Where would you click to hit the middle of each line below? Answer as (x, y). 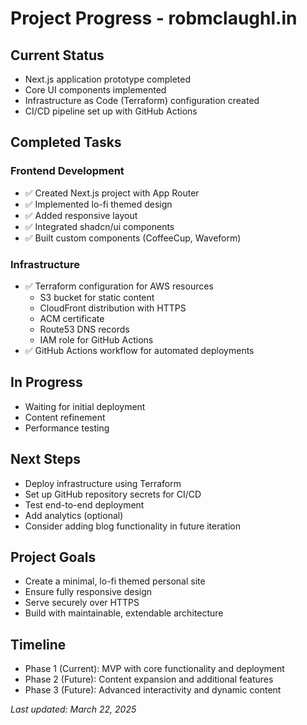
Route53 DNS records (84, 329)
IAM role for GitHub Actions (96, 339)
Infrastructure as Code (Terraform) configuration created (142, 100)
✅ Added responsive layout (81, 215)
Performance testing (67, 428)
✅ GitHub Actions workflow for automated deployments (139, 350)
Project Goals (53, 557)
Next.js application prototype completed (107, 79)
